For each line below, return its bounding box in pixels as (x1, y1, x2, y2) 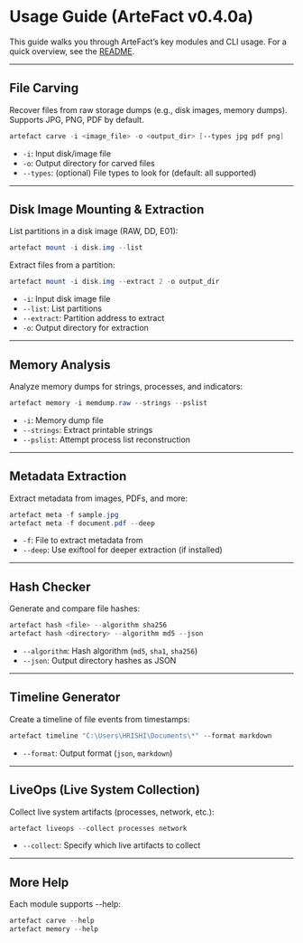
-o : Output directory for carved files (22, 157, 155, 168)
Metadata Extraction (9, 468, 127, 485)
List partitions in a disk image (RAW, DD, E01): (9, 226, 179, 237)
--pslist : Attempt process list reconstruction (22, 434, 191, 445)
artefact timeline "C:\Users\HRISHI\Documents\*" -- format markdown (9, 731, 272, 740)
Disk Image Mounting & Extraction (9, 202, 205, 218)
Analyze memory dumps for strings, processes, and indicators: (9, 382, 243, 391)
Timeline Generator (9, 690, 121, 705)
